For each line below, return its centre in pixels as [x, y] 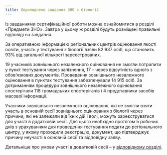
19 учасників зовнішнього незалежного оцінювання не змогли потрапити [83, 64]
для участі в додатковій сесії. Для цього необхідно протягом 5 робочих [82, 121]
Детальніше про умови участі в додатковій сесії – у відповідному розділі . [84, 147]
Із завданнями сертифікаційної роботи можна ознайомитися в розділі [80, 24]
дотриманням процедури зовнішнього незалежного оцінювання [74, 85]
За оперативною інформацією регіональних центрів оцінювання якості [81, 44]
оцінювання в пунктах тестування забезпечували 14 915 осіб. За [74, 80]
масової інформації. [26, 96]
